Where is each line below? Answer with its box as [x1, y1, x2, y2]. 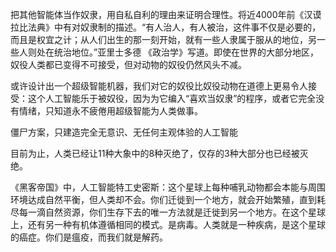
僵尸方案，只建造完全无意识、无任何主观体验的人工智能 [10, 126, 238, 138]
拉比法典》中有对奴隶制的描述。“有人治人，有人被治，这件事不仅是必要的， [10, 21, 322, 33]
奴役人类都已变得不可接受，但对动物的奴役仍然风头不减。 [10, 59, 247, 70]
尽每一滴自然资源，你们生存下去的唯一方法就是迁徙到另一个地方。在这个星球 [10, 206, 326, 218]
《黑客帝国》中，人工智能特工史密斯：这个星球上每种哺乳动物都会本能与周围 [10, 181, 326, 193]
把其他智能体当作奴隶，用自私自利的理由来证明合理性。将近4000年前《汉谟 [10, 9, 322, 20]
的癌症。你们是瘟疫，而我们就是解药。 [10, 231, 168, 243]
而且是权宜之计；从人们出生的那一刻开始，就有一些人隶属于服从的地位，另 [10, 34, 317, 45]
